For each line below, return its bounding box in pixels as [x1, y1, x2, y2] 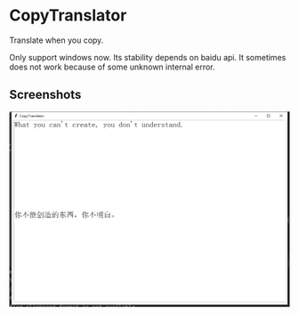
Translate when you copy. [9, 35, 104, 45]
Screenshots [9, 87, 82, 102]
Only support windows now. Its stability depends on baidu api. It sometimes [9, 52, 287, 62]
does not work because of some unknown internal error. [9, 61, 215, 72]
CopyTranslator [9, 5, 127, 26]
